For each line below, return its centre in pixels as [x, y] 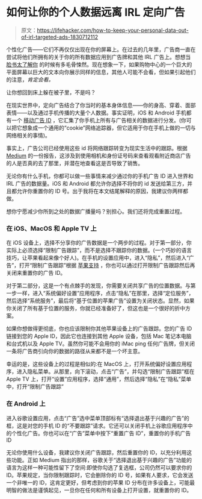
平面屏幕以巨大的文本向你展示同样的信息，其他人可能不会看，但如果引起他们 [101, 72]
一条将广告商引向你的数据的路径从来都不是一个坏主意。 [75, 351]
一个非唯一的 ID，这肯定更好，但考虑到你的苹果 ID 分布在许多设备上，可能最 [101, 482]
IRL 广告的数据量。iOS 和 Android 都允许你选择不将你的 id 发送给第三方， [97, 183]
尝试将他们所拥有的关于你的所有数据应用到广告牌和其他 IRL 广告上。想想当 [99, 57]
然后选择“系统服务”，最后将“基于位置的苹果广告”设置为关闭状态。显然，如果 [100, 301]
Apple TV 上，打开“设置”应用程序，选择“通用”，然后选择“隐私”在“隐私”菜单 [99, 379]
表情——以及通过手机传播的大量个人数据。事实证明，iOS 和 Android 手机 [96, 113]
